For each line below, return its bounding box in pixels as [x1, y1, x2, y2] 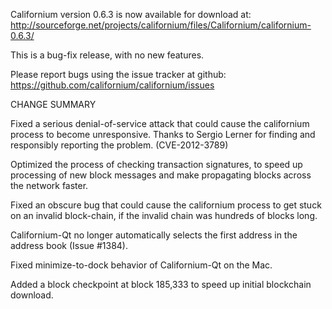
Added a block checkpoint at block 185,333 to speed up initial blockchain [10, 279, 312, 290]
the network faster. [10, 180, 89, 191]
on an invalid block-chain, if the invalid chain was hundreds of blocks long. [10, 210, 318, 221]
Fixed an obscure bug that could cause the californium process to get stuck [10, 199, 322, 211]
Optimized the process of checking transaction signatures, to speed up [10, 159, 303, 170]
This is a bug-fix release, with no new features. [10, 49, 205, 61]
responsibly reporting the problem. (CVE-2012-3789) [10, 139, 229, 151]
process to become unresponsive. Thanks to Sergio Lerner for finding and [10, 129, 316, 140]
